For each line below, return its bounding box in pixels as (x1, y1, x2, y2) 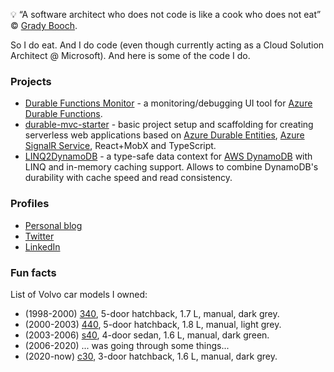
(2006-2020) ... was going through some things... (24, 339, 230, 351)
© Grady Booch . (10, 20, 78, 31)
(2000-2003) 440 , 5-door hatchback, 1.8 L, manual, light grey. (24, 318, 282, 330)
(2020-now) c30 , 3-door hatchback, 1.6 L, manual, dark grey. (24, 350, 278, 362)
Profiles (10, 197, 50, 211)
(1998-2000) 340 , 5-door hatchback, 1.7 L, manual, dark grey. (24, 307, 280, 319)
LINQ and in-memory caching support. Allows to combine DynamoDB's (24, 161, 319, 173)
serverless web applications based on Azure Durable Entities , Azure (24, 129, 305, 141)
